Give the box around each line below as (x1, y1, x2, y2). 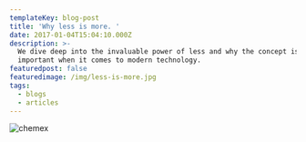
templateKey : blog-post (9, 13, 100, 23)
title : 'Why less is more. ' (9, 22, 120, 31)
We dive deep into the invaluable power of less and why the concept (17, 47, 287, 56)
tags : (9, 81, 30, 90)
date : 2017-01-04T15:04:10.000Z (9, 30, 132, 39)
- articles (17, 97, 59, 107)
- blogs (17, 89, 47, 98)
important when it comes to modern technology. (17, 56, 202, 65)
